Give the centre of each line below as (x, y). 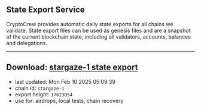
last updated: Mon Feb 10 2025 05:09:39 (65, 81)
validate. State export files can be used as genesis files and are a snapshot (98, 30)
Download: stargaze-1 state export (72, 67)
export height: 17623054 (44, 94)
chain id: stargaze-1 (39, 88)
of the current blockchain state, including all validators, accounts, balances (99, 37)
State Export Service (45, 10)
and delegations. (27, 43)
